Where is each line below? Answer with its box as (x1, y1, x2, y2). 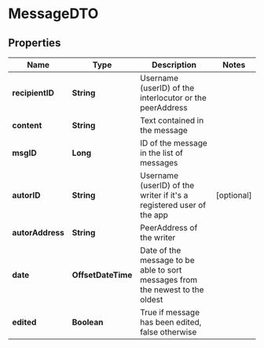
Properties (8, 36, 61, 50)
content (12, 120, 42, 131)
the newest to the (140, 284, 204, 295)
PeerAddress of (140, 222, 198, 233)
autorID (12, 190, 41, 201)
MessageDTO (8, 5, 99, 23)
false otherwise (140, 327, 197, 337)
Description (152, 60, 196, 70)
